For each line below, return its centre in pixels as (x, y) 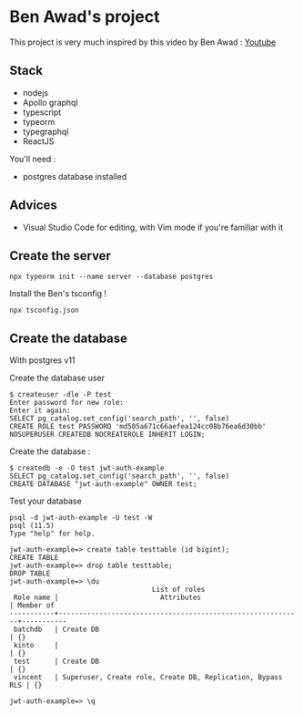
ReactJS (38, 141)
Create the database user (57, 378)
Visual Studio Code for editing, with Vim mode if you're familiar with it (153, 227)
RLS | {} (26, 686)
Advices (33, 206)
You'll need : (33, 159)
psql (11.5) (32, 526)
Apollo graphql (50, 102)
